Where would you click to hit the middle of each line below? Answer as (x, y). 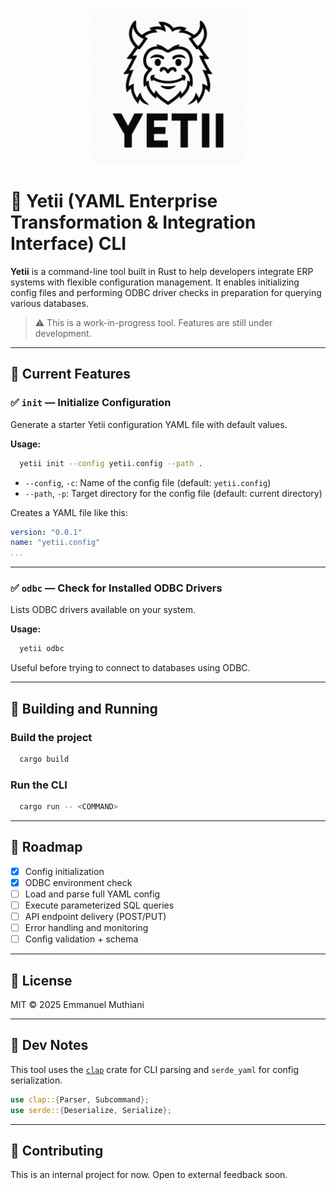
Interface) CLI (68, 244)
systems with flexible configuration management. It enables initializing (155, 282)
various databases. (49, 303)
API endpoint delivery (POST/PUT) (95, 917)
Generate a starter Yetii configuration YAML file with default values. (149, 424)
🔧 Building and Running (84, 708)
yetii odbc (42, 649)
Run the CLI (39, 785)
